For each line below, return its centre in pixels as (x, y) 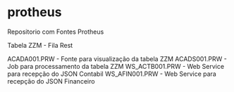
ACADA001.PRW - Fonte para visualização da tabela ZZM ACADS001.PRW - (117, 59)
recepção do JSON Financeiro (51, 81)
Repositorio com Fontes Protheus (56, 32)
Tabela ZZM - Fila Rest (40, 45)
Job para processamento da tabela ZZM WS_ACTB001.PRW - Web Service (116, 66)
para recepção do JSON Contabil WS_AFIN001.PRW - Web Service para (112, 74)
